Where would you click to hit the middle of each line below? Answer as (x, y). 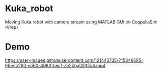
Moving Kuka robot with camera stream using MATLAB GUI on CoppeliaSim (81, 22)
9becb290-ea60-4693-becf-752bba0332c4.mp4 (55, 65)
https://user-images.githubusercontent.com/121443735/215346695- (74, 60)
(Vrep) (12, 27)
